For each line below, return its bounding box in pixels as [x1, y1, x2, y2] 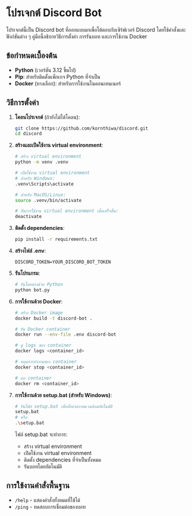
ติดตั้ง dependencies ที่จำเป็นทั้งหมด [23, 456, 102, 463]
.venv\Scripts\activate [14, 181, 74, 187]
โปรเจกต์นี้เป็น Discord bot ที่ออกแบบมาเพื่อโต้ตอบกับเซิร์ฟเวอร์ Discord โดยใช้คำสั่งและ [6, 26, 186, 33]
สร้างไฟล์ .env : [14, 247, 46, 254]
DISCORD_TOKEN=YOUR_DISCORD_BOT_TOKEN [14, 259, 111, 265]
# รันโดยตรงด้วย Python [14, 281, 64, 288]
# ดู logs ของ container [14, 342, 72, 349]
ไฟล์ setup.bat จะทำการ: [14, 431, 68, 438]
